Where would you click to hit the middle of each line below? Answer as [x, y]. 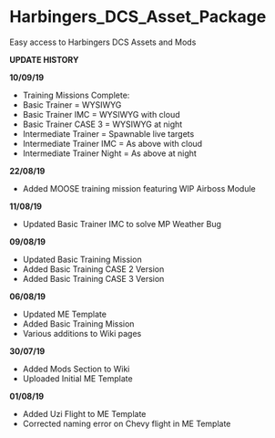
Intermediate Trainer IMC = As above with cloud [112, 143]
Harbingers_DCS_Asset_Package [138, 17]
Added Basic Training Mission [78, 323]
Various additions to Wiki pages [82, 333]
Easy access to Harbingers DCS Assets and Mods [103, 42]
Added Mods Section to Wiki [76, 369]
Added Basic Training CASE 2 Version [93, 269]
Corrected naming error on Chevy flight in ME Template [127, 423]
